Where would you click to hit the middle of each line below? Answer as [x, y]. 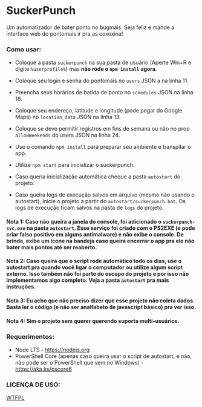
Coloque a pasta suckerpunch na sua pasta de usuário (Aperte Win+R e [103, 63]
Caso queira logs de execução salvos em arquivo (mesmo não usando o [105, 195]
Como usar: [24, 49]
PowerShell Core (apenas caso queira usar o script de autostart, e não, [103, 356]
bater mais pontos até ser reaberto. [52, 247]
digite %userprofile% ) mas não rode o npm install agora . [86, 69]
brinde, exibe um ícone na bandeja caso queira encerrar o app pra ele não [100, 241]
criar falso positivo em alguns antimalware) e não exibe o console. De [95, 234]
